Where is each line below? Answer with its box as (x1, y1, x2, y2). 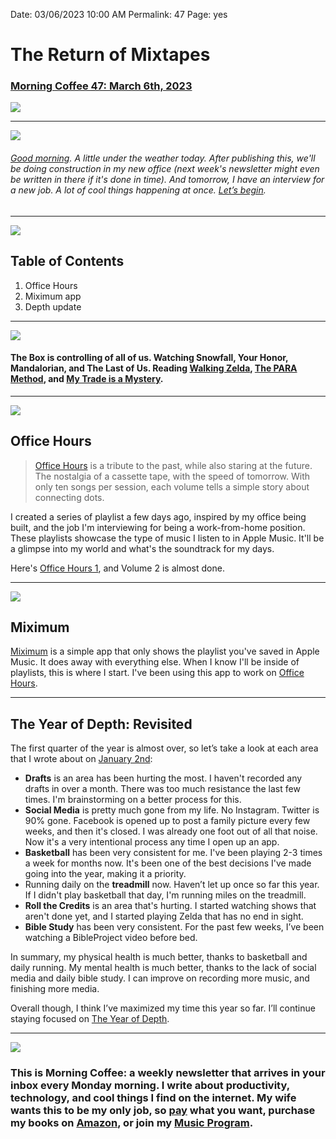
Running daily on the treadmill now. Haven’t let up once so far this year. (24, 879, 320, 891)
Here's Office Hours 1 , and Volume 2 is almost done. (10, 562, 225, 574)
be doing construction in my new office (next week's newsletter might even (10, 163, 320, 175)
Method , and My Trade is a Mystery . (10, 373, 164, 385)
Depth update (24, 300, 82, 313)
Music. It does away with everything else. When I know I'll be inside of (10, 656, 300, 668)
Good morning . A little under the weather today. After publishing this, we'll (10, 152, 316, 164)
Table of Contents (10, 253, 125, 270)
